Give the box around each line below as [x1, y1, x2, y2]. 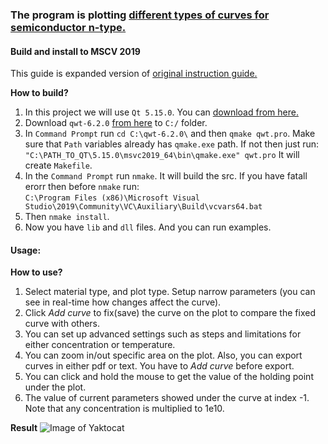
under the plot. [24, 381, 87, 393]
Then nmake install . [24, 211, 110, 223]
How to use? [10, 266, 63, 278]
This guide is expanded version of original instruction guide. [10, 68, 258, 80]
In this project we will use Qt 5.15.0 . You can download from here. [24, 106, 299, 118]
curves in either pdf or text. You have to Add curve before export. [24, 360, 295, 372]
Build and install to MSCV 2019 [10, 45, 141, 57]
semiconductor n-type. [10, 20, 127, 34]
